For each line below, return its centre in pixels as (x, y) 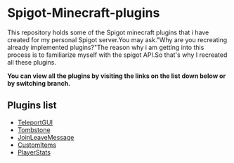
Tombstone (34, 130)
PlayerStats (34, 152)
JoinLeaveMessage (46, 137)
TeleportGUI (35, 122)
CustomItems (37, 145)
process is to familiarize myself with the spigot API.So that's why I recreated (117, 55)
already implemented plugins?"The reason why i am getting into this (106, 47)
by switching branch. (39, 83)
